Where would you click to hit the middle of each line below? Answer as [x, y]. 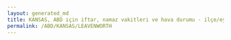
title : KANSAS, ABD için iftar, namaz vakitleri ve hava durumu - [104, 20]
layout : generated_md [38, 13]
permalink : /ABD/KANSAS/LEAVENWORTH [59, 26]
